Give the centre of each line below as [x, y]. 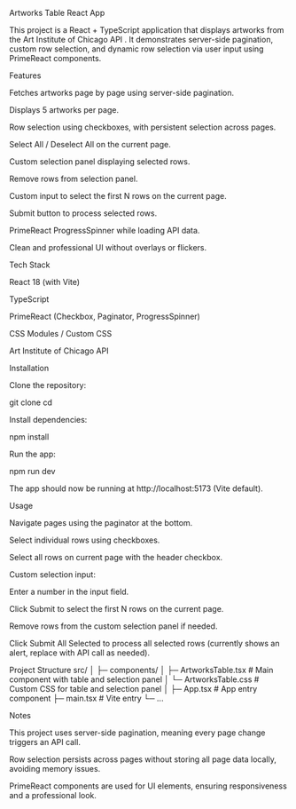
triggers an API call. [45, 742]
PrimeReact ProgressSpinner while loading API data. [105, 230]
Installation [29, 368]
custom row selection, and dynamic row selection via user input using [136, 49]
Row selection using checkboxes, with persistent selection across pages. [143, 127]
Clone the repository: [48, 385]
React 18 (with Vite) [45, 282]
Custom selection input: [52, 575]
